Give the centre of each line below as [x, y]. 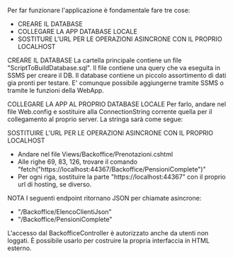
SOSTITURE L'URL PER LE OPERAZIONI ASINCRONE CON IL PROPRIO [120, 39]
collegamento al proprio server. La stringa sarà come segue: [95, 119]
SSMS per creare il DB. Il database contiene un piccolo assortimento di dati [117, 75]
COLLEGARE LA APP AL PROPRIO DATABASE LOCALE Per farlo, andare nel [117, 104]
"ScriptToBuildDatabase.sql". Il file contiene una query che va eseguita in [114, 68]
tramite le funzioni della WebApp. [56, 90]
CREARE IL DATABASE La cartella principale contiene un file [95, 60]
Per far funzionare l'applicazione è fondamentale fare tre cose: [99, 10]
